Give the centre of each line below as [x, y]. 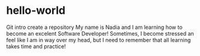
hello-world [36, 11]
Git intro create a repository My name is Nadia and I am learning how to [95, 27]
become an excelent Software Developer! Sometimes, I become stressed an [100, 33]
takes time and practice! [36, 46]
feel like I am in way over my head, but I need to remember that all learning [98, 40]
